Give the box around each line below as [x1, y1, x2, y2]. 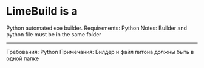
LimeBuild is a [6, 4, 78, 18]
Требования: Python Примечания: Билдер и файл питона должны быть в [6, 48, 194, 55]
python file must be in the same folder [6, 30, 101, 38]
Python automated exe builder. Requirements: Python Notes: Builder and [6, 24, 187, 32]
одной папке [6, 55, 39, 62]
